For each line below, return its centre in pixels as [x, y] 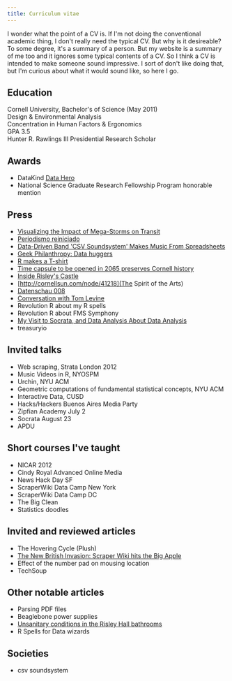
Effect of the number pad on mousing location [83, 563]
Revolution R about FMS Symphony [68, 313]
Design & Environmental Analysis [55, 117]
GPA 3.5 [19, 132]
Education [30, 93]
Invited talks [34, 350]
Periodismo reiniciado [48, 239]
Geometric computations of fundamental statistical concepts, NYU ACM [121, 389]
